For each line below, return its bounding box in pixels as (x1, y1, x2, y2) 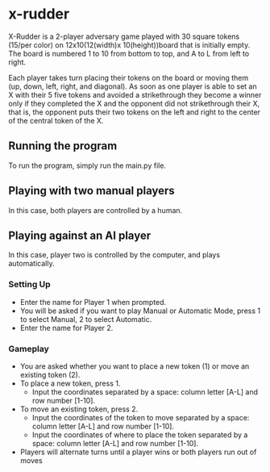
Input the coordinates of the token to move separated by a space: (31, 412, 250, 422)
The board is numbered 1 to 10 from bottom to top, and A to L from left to (8, 48, 250, 58)
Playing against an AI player (8, 228, 152, 242)
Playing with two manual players (8, 184, 175, 198)
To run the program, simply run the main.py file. (8, 161, 167, 170)
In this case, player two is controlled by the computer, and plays (8, 250, 220, 260)
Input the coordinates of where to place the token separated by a (31, 429, 248, 440)
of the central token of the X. (8, 115, 104, 125)
